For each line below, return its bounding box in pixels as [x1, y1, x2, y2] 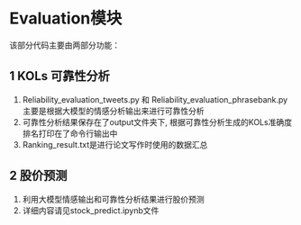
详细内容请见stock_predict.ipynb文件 [22, 204, 160, 216]
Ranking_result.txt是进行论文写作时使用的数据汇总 [22, 139, 208, 149]
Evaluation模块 [9, 8, 123, 29]
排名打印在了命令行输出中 [22, 128, 118, 139]
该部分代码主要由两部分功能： [9, 40, 120, 50]
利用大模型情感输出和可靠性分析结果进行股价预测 [22, 193, 205, 204]
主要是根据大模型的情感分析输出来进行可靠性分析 [22, 105, 205, 116]
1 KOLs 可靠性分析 [9, 68, 111, 84]
